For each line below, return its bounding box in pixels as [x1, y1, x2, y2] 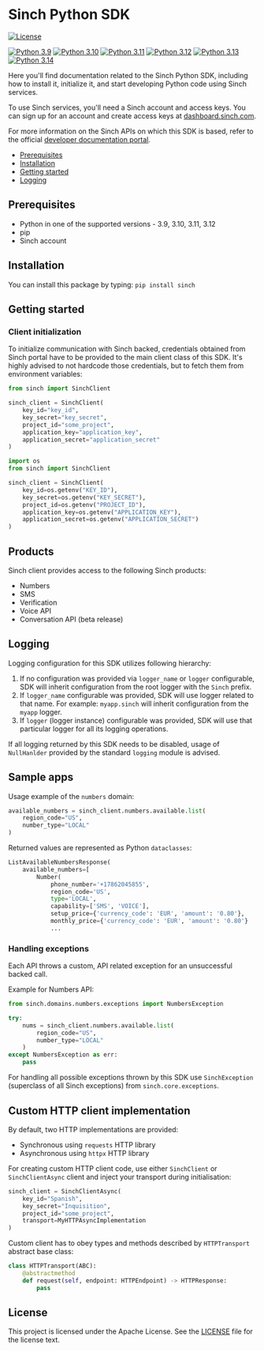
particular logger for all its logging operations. [19, 724, 169, 734]
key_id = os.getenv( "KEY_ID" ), [22, 486, 118, 494]
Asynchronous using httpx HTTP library [19, 1148, 150, 1158]
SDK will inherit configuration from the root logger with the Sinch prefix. [19, 681, 252, 692]
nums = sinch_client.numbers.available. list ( [22, 1021, 175, 1030]
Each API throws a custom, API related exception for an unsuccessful [8, 961, 232, 970]
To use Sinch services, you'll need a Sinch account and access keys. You [8, 103, 246, 112]
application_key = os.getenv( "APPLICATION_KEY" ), [22, 508, 181, 516]
